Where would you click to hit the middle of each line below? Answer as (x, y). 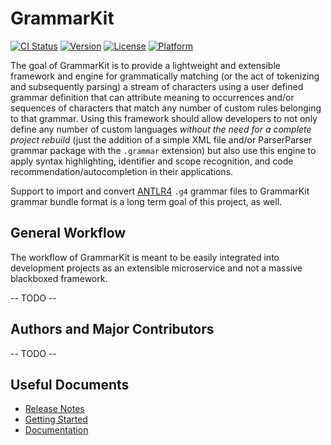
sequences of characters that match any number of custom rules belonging (166, 108)
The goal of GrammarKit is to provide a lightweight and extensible (145, 65)
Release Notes (54, 409)
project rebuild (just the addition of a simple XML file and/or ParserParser (161, 139)
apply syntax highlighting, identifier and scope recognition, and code (152, 161)
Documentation (56, 430)
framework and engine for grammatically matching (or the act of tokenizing (165, 76)
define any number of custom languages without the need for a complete (161, 129)
